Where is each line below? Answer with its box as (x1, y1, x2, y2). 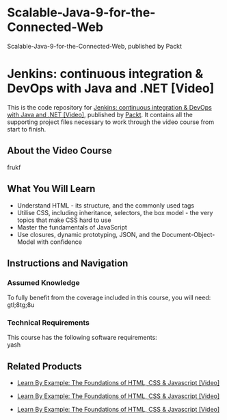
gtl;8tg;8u (7, 301, 35, 309)
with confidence (36, 238, 82, 246)
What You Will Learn (7, 183, 96, 195)
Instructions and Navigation (7, 257, 129, 269)
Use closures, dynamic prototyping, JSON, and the (16, 230, 161, 238)
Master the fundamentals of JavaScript (16, 223, 128, 231)
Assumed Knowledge (7, 277, 80, 287)
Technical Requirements (7, 318, 90, 328)
